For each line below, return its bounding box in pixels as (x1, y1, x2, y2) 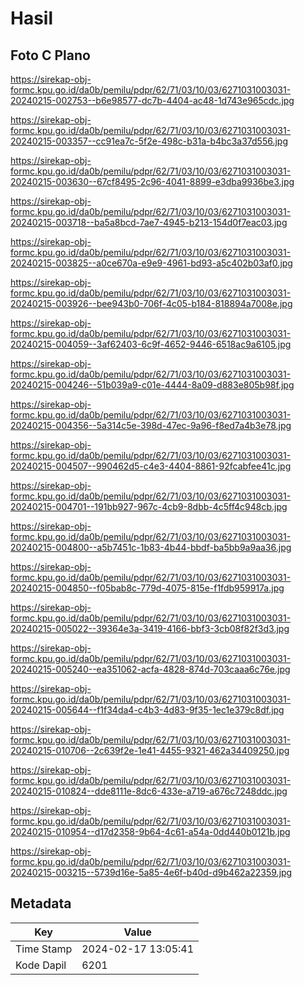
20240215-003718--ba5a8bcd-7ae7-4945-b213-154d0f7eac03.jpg (10, 217, 288, 228)
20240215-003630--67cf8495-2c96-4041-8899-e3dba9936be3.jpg (10, 176, 295, 187)
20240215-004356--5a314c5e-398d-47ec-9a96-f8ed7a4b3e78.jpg (10, 420, 292, 431)
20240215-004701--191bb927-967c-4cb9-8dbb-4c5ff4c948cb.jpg (10, 501, 288, 512)
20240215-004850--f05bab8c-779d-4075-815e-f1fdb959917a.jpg (10, 582, 285, 594)
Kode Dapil (15, 958, 67, 972)
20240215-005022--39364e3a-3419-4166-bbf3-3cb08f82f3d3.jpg (10, 623, 290, 634)
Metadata (10, 895, 72, 912)
